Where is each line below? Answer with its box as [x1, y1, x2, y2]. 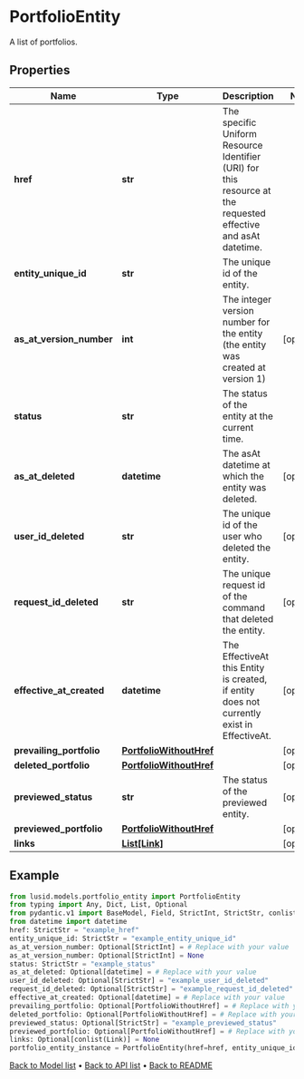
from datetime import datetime [9, 918, 128, 927]
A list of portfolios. [9, 36, 79, 47]
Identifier [222, 150, 261, 162]
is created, [222, 673, 268, 685]
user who [222, 530, 262, 542]
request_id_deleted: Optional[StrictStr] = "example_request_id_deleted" [9, 985, 294, 994]
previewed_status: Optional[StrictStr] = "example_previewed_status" [9, 1018, 278, 1027]
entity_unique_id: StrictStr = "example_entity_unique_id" [9, 934, 237, 943]
